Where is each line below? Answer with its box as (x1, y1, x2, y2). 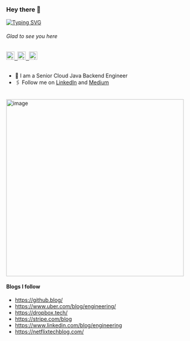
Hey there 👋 (6, 5, 41, 14)
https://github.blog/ (14, 296, 63, 303)
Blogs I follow (6, 283, 41, 290)
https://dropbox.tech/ (14, 309, 68, 316)
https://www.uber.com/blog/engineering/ (14, 302, 117, 309)
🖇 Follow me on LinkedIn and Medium (14, 79, 109, 86)
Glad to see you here (6, 32, 58, 39)
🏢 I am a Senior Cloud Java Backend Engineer (14, 72, 128, 79)
